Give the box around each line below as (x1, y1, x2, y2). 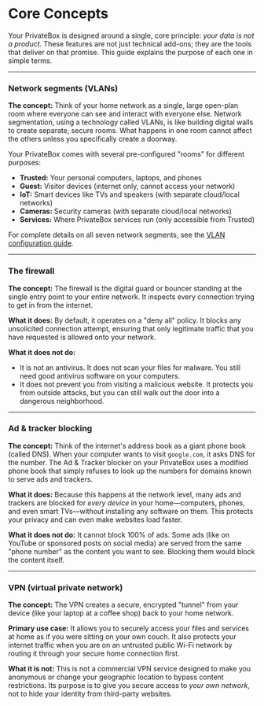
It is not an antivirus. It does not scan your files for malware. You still (19, 363, 241, 372)
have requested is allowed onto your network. (8, 332, 156, 342)
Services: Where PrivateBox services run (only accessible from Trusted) (19, 215, 255, 224)
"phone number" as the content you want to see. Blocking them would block (8, 546, 255, 556)
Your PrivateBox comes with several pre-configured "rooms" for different (8, 150, 245, 159)
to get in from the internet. (8, 300, 93, 309)
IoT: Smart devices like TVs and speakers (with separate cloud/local (19, 190, 240, 199)
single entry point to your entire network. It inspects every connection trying (8, 292, 255, 301)
